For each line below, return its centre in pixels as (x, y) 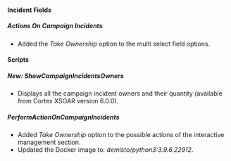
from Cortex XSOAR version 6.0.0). (68, 101)
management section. (49, 142)
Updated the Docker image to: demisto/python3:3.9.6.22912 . (105, 150)
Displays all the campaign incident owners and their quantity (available (120, 94)
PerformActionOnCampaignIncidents (63, 117)
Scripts (18, 60)
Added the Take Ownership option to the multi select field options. (114, 44)
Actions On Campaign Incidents (55, 26)
